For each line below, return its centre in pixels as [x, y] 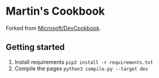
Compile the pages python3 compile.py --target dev [81, 68]
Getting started [35, 47]
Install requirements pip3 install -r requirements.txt [84, 62]
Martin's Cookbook [55, 11]
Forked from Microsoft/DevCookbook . [53, 28]
